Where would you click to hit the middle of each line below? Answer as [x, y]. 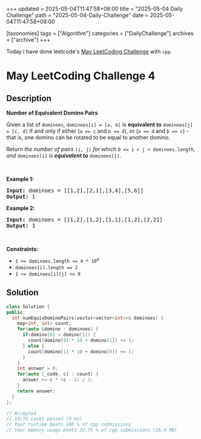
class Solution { [28, 306]
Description [29, 98]
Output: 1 [21, 196]
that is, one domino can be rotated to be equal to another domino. [88, 137]
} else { [33, 346]
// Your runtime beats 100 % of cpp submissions [69, 424]
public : [16, 312]
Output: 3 [21, 226]
